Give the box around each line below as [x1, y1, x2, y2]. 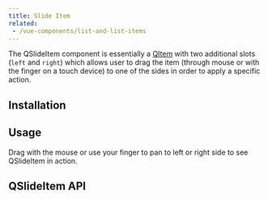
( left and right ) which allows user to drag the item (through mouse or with [8, 57, 260, 67]
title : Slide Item [8, 11, 70, 20]
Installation [8, 98, 66, 112]
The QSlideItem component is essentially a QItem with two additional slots [8, 49, 256, 59]
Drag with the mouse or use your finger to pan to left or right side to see [8, 147, 249, 157]
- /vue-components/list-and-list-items [11, 27, 147, 35]
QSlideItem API [8, 179, 87, 193]
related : [8, 19, 38, 28]
